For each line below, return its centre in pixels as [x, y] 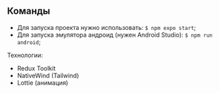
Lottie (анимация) [42, 82]
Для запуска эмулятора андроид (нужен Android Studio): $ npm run [115, 35]
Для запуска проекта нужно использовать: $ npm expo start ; [106, 27]
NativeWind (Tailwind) [48, 75]
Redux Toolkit [36, 68]
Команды [29, 11]
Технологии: [25, 55]
